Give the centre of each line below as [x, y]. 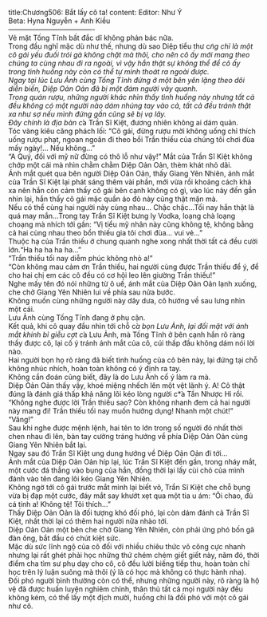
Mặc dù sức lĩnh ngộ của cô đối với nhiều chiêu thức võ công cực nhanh [127, 546]
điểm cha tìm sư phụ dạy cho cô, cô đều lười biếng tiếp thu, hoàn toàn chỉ [129, 564]
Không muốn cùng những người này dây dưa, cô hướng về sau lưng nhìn [127, 301]
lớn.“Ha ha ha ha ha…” [45, 250]
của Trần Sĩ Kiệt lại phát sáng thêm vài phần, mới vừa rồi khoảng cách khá [130, 182]
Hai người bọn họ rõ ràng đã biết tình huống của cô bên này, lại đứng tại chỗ [133, 360]
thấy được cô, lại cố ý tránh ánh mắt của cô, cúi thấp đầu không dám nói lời [132, 343]
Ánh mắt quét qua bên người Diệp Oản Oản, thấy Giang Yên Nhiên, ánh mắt [132, 173]
